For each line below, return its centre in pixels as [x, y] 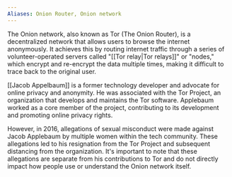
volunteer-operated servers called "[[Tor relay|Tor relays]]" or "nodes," [111, 56]
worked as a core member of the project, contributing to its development [113, 107]
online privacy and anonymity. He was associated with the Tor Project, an [114, 92]
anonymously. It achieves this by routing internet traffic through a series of [116, 49]
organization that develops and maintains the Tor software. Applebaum [111, 100]
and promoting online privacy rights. [60, 115]
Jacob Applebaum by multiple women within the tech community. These [112, 136]
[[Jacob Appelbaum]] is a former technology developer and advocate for [114, 85]
